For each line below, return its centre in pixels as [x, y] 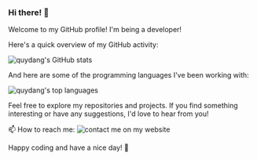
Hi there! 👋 [29, 13]
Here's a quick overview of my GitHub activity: [83, 45]
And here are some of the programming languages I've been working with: [128, 75]
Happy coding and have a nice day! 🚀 [69, 147]
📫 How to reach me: [42, 129]
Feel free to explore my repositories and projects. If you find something [123, 106]
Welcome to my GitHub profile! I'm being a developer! [95, 30]
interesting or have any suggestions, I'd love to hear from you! [108, 114]
